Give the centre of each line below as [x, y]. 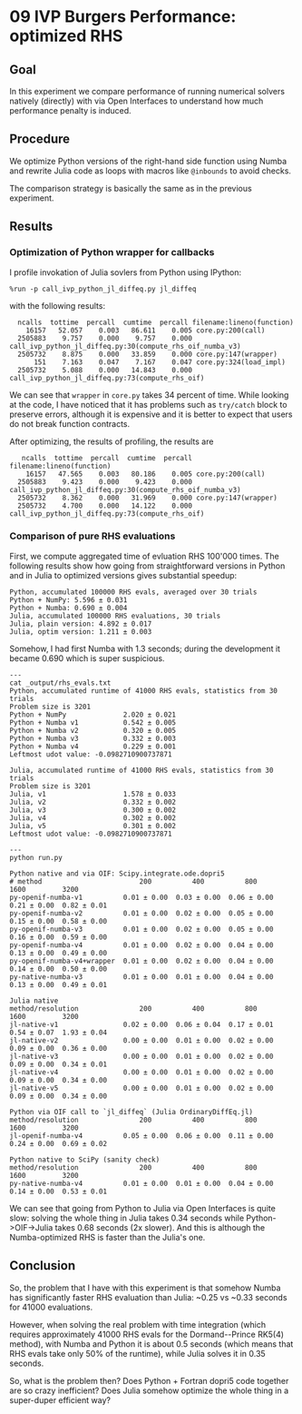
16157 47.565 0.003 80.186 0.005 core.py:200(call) [146, 474]
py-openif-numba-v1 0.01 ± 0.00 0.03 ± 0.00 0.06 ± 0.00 [141, 897]
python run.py [36, 857]
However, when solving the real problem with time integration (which [138, 1324]
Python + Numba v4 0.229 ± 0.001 [93, 747]
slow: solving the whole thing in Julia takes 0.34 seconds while [127, 1218]
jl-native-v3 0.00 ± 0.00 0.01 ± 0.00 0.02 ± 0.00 [141, 1056]
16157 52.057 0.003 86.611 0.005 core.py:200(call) [146, 330]
